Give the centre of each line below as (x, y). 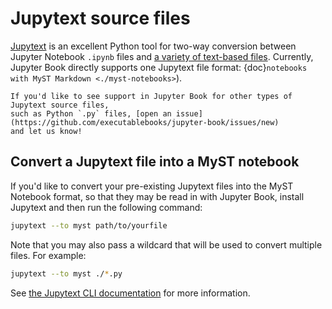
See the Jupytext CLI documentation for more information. (130, 293)
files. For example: (48, 255)
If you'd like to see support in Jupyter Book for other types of (151, 96)
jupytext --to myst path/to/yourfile (89, 225)
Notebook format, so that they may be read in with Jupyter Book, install (157, 196)
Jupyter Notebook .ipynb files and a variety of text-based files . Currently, (162, 56)
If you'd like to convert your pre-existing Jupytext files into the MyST (152, 186)
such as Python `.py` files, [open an (91, 113)
